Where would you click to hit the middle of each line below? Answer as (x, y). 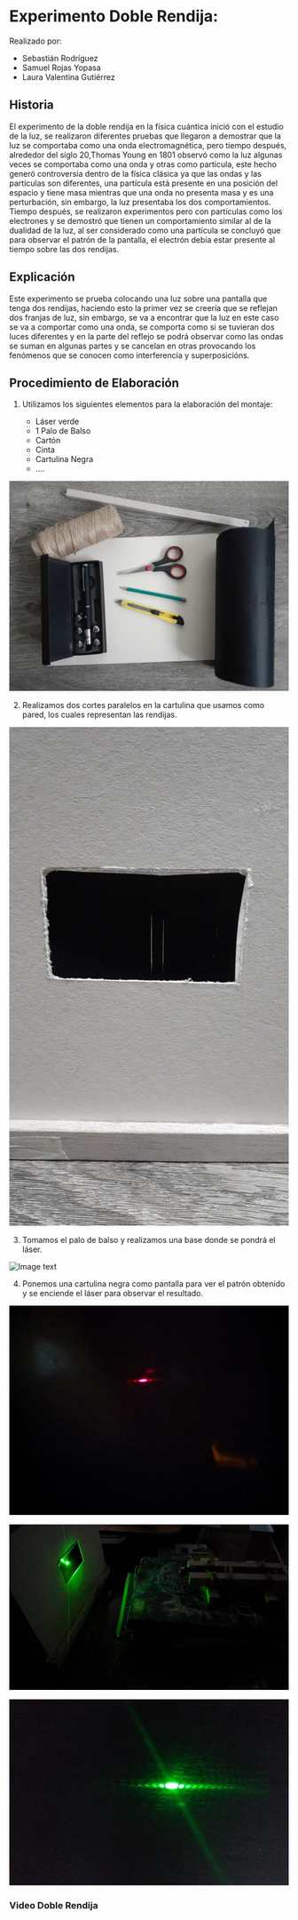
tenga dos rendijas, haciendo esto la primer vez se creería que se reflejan (143, 307)
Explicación (42, 277)
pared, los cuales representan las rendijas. (99, 715)
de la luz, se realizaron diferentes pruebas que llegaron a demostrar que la (145, 136)
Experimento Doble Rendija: (114, 16)
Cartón (48, 441)
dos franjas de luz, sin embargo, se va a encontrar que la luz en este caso (144, 317)
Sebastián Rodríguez (60, 58)
